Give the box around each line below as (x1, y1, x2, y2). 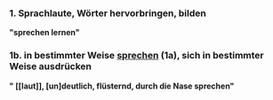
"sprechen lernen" (9, 27, 80, 38)
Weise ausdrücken (9, 60, 92, 73)
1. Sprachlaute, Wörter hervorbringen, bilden (9, 7, 206, 19)
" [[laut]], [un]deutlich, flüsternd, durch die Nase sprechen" (9, 81, 235, 91)
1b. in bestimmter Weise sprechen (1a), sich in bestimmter (9, 50, 264, 62)
